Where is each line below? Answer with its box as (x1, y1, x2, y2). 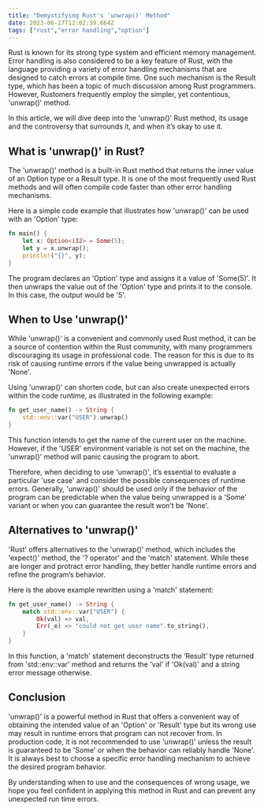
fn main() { (8, 230, 47, 237)
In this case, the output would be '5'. (8, 290, 126, 300)
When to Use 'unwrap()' (8, 312, 128, 326)
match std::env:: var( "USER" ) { (22, 607, 125, 615)
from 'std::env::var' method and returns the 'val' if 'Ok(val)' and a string (8, 660, 240, 669)
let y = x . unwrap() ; (22, 244, 90, 252)
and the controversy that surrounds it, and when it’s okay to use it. (8, 121, 223, 131)
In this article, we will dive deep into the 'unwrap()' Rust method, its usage (8, 114, 248, 123)
